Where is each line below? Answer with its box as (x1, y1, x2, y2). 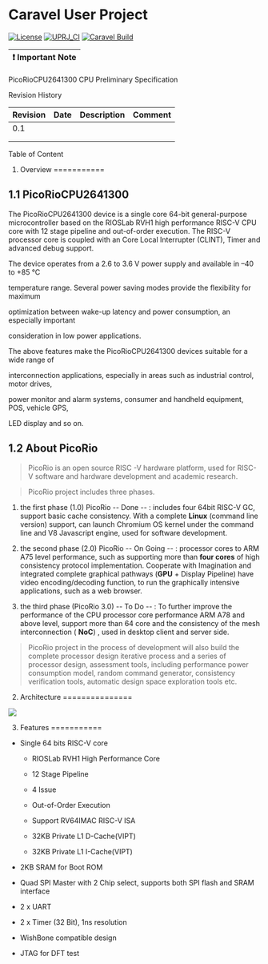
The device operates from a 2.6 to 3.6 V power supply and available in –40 (8, 259, 254, 268)
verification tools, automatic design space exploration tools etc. (27, 677, 238, 686)
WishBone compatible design (19, 933, 118, 942)
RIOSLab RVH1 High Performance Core (31, 753, 160, 763)
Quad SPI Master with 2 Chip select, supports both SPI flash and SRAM (19, 878, 254, 887)
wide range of (8, 355, 54, 364)
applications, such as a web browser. (19, 586, 142, 596)
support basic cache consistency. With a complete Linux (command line (19, 511, 258, 520)
